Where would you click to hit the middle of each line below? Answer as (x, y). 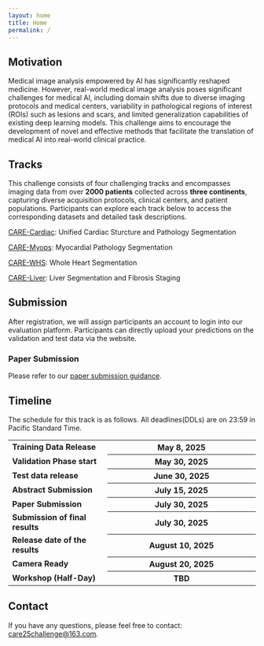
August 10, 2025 (181, 546)
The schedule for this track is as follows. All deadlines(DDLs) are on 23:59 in (132, 419)
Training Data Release (54, 447)
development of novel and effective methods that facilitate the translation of (131, 132)
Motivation (35, 62)
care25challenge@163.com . (53, 633)
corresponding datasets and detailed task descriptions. (97, 217)
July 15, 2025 (181, 490)
